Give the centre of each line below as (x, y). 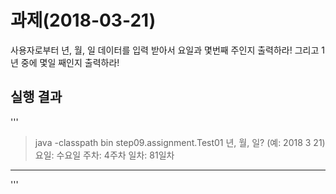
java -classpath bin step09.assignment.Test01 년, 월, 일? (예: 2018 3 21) (180, 142)
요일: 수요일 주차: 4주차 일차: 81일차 (104, 155)
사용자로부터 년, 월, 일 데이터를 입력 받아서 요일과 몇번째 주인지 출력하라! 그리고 (165, 50)
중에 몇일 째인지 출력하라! (70, 62)
